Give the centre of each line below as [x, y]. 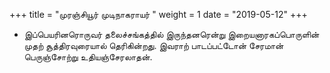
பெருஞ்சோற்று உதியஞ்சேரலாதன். [88, 57]
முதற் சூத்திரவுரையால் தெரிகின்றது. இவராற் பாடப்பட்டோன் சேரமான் [153, 45]
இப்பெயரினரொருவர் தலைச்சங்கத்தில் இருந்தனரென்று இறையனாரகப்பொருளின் [171, 34]
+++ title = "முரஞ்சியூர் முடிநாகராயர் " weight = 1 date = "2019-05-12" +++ [158, 14]
